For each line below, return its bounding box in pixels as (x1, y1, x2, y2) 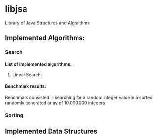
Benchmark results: (5, 83, 47, 89)
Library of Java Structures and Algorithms (5, 20, 90, 26)
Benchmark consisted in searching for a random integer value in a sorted (5, 94, 153, 100)
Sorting (5, 112, 24, 119)
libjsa (5, 3, 28, 15)
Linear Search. (12, 72, 42, 78)
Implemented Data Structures (5, 127, 98, 135)
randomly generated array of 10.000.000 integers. (5, 100, 106, 105)
